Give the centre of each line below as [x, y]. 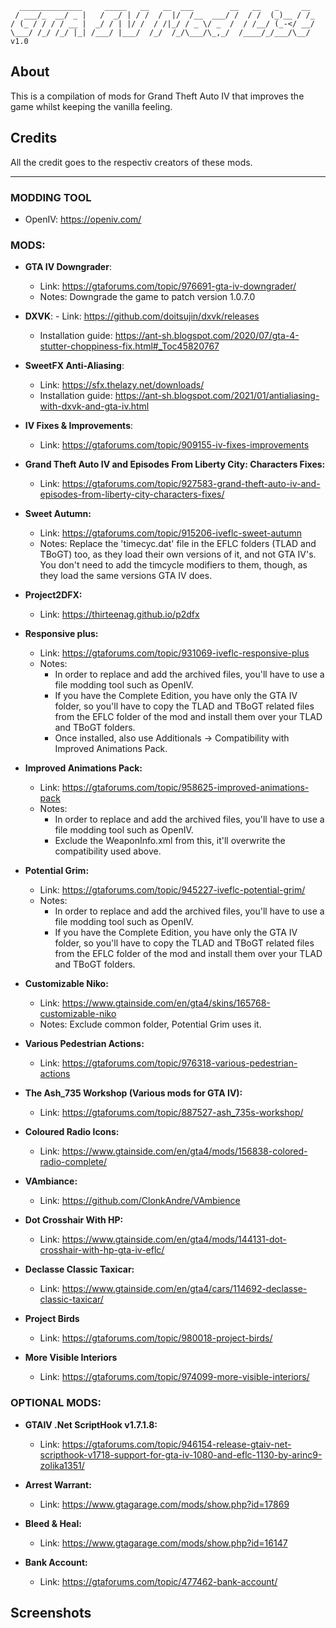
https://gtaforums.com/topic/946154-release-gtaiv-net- [176, 1444]
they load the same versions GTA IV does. [126, 576]
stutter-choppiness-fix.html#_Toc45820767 [129, 346]
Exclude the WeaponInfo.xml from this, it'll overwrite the [170, 841]
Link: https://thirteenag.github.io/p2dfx [119, 614]
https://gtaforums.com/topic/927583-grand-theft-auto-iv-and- [191, 484]
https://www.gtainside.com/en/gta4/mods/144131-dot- [174, 1239]
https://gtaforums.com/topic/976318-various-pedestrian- [179, 1063]
